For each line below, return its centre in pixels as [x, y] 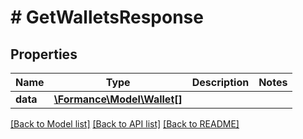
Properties [44, 54]
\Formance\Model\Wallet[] [118, 99]
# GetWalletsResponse [107, 17]
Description [220, 82]
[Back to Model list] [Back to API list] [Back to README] [125, 124]
